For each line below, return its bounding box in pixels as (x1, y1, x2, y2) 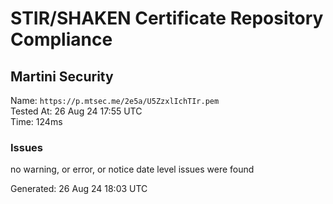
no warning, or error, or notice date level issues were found (10, 163, 255, 176)
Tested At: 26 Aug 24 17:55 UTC (10, 105, 143, 117)
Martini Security (10, 68, 114, 85)
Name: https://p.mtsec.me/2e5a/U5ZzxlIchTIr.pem (10, 95, 220, 106)
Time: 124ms (10, 116, 63, 127)
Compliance (10, 28, 113, 51)
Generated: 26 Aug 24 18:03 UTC (10, 183, 148, 195)
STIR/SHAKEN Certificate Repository (10, 7, 324, 30)
